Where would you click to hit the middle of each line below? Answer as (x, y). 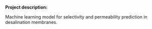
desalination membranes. (31, 22)
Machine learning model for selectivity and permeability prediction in (76, 17)
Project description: (26, 7)
